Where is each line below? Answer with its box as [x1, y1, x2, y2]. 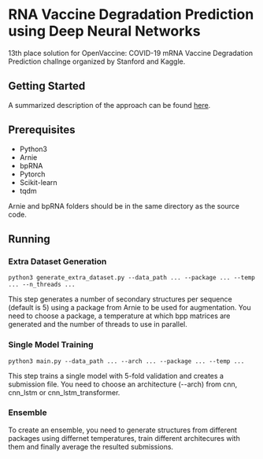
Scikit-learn [19, 177, 57, 187]
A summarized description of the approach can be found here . [8, 100, 211, 109]
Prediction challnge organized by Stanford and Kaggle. [8, 57, 186, 66]
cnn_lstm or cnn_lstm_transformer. [8, 387, 120, 397]
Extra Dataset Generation [8, 256, 107, 267]
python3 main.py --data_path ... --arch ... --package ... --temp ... [8, 357, 245, 365]
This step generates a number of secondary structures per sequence [8, 294, 232, 304]
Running [8, 232, 51, 246]
